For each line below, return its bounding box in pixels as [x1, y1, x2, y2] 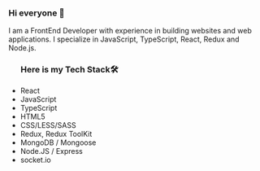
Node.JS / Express [19, 146, 84, 156]
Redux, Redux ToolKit [19, 129, 93, 138]
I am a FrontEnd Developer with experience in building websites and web [8, 26, 252, 36]
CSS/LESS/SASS [19, 120, 76, 129]
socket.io [19, 155, 51, 164]
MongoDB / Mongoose [19, 138, 97, 147]
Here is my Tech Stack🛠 [19, 64, 119, 76]
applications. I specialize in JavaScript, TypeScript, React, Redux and [8, 34, 240, 44]
